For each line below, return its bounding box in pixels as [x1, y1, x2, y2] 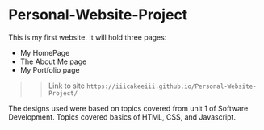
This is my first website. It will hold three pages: [8, 32, 167, 42]
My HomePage [19, 48, 70, 57]
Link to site [48, 81, 85, 90]
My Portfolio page [19, 65, 80, 74]
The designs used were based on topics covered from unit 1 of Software [8, 103, 249, 113]
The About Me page [19, 57, 87, 66]
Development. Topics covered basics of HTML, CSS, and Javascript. [8, 111, 237, 122]
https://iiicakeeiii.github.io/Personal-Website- [86, 82, 257, 90]
